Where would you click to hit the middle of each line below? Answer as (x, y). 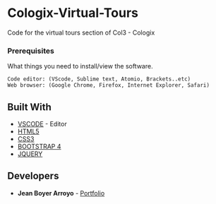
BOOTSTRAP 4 (39, 147)
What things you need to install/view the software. (80, 66)
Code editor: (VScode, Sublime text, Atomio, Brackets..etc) (99, 79)
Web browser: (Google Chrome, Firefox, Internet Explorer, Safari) (109, 85)
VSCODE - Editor (42, 124)
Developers (33, 176)
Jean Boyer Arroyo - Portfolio (61, 193)
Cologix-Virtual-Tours (73, 13)
